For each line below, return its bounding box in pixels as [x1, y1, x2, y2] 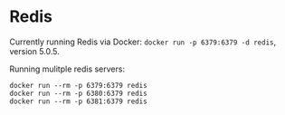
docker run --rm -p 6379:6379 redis [9, 81, 147, 90]
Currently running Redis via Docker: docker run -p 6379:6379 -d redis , [9, 36, 277, 47]
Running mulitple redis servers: [9, 63, 125, 74]
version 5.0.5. [9, 45, 61, 56]
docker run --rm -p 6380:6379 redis [9, 89, 147, 98]
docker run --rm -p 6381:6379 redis [9, 97, 147, 106]
